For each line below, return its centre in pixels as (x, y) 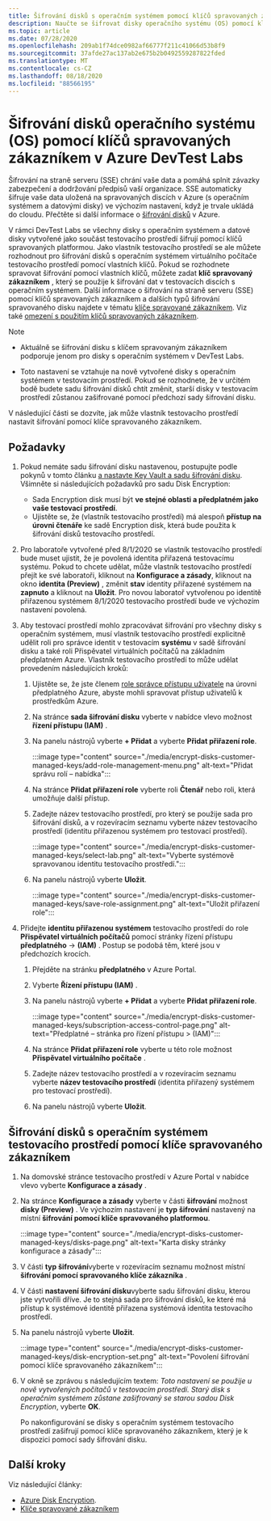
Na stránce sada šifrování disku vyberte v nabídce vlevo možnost (142, 717)
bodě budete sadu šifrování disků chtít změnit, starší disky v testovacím (139, 389)
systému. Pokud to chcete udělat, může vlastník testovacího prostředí (135, 567)
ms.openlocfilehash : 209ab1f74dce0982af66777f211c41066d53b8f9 (117, 46)
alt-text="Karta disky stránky (178, 1243)
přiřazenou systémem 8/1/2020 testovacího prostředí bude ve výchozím (140, 601)
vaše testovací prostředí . (75, 508)
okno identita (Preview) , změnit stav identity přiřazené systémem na (136, 584)
